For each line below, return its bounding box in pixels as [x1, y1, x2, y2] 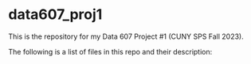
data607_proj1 [8, 6, 103, 24]
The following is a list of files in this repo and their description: [8, 47, 213, 56]
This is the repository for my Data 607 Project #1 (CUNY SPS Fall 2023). [8, 32, 245, 41]
